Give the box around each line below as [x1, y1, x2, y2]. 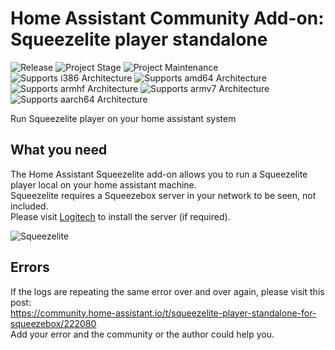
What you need [10, 142, 108, 159]
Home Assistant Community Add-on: [10, 7, 325, 30]
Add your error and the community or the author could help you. [10, 328, 275, 340]
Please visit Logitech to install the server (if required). [10, 210, 231, 222]
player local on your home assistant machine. [10, 178, 197, 191]
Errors [10, 259, 50, 276]
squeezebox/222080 [10, 317, 97, 329]
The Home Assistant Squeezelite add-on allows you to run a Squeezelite [10, 168, 308, 180]
